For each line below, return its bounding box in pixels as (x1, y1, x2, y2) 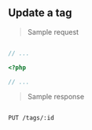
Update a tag (8, 6, 72, 20)
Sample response (27, 92, 85, 102)
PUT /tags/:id (8, 114, 55, 122)
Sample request (27, 27, 79, 36)
